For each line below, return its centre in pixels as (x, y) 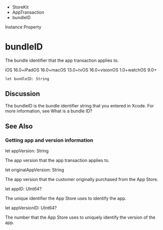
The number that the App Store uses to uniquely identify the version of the (80, 217)
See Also (19, 126)
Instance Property (23, 27)
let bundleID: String (27, 79)
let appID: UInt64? (23, 189)
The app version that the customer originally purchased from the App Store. (82, 179)
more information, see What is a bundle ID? (49, 111)
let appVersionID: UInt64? (31, 208)
